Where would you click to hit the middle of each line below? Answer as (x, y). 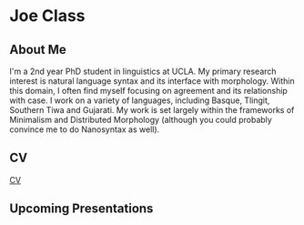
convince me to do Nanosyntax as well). (85, 129)
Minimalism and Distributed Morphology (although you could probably (141, 120)
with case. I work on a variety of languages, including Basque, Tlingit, (140, 100)
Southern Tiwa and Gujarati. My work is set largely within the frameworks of (152, 110)
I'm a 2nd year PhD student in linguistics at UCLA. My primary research (143, 71)
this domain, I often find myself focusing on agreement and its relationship (149, 91)
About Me (38, 50)
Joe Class (47, 16)
